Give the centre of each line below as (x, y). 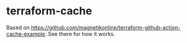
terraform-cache (49, 11)
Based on (18, 27)
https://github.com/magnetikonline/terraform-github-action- (106, 27)
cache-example (26, 33)
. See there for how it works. (80, 33)
